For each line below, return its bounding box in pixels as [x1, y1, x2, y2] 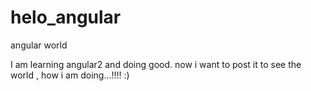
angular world [10, 39, 68, 51]
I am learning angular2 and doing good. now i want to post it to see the [10, 58, 302, 70]
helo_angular [10, 6, 122, 29]
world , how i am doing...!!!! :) [10, 69, 130, 81]
